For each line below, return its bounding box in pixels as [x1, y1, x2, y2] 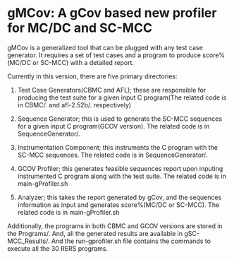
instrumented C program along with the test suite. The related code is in [17, 172, 227, 180]
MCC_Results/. [7, 237, 50, 245]
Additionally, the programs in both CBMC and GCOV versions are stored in [7, 221, 223, 230]
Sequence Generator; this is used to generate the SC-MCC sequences [17, 114, 223, 123]
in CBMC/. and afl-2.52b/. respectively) [17, 100, 132, 109]
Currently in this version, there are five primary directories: [7, 72, 178, 81]
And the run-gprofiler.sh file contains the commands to [51, 237, 211, 245]
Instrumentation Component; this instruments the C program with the [17, 143, 218, 151]
